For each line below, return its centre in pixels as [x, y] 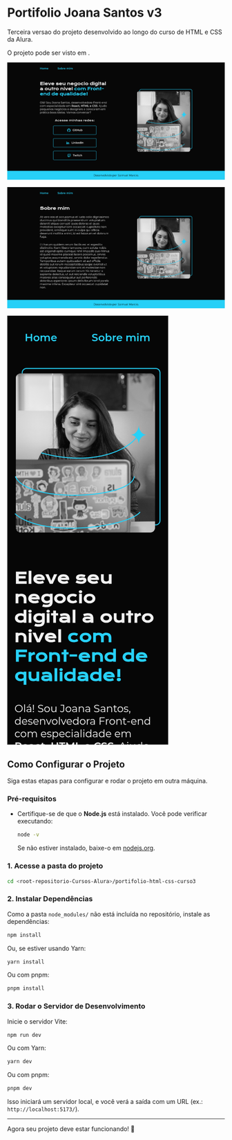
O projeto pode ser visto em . [49, 53]
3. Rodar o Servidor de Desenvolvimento [76, 1006]
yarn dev [20, 1062]
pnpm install [26, 988]
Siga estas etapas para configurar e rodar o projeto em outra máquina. [107, 781]
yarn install [26, 962]
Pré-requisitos [32, 799]
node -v [28, 835]
